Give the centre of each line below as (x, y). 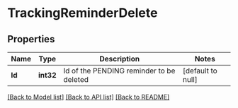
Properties (31, 39)
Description (120, 59)
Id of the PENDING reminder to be (119, 71)
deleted (76, 79)
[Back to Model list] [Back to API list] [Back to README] (89, 97)
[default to (200, 71)
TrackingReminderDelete (83, 13)
